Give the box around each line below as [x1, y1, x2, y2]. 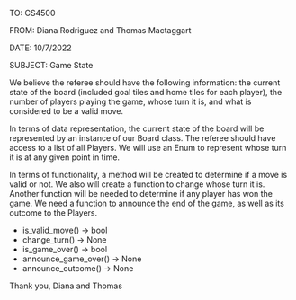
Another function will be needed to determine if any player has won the [9, 189, 273, 199]
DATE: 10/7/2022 [9, 42, 72, 53]
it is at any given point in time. [9, 152, 120, 163]
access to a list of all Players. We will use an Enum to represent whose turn [9, 143, 287, 153]
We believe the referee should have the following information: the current [9, 77, 281, 88]
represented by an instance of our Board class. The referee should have [9, 133, 276, 143]
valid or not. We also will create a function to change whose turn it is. [9, 179, 265, 190]
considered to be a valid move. [9, 106, 124, 116]
